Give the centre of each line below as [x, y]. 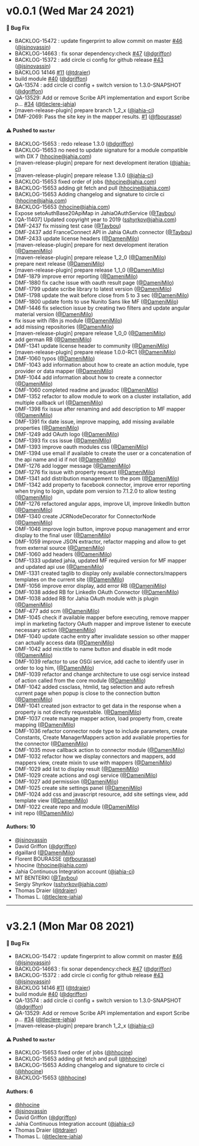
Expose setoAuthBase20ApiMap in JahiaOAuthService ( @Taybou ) [95, 213]
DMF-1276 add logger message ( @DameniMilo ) [73, 465]
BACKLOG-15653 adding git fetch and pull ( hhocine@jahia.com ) [92, 188]
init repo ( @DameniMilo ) [44, 813]
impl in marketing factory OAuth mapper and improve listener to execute [103, 624]
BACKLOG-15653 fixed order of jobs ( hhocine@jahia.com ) [86, 181]
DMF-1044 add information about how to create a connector [88, 377]
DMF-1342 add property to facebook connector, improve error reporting [102, 484]
